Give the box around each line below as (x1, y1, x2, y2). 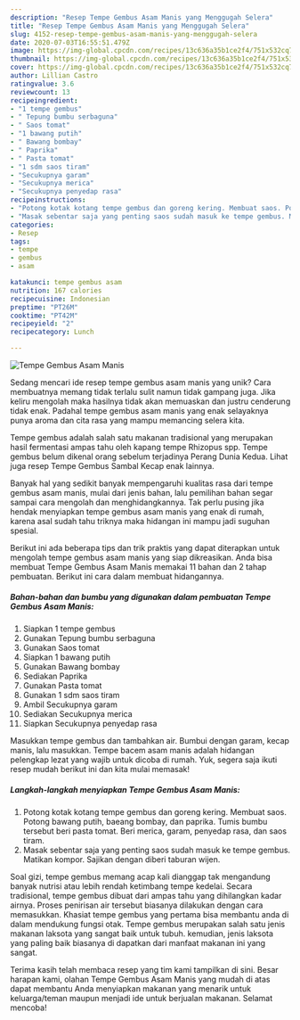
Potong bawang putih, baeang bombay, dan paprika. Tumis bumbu (22, 816, 268, 827)
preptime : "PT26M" (10, 302, 78, 312)
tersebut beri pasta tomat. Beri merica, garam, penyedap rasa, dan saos (22, 826, 288, 836)
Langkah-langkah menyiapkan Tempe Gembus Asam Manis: (10, 784, 241, 794)
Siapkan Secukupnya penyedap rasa (22, 718, 158, 728)
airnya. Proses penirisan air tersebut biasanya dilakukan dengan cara (10, 900, 264, 910)
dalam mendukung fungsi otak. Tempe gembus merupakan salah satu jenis (10, 918, 286, 929)
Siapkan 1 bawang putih (22, 652, 110, 662)
